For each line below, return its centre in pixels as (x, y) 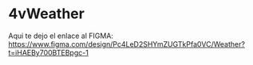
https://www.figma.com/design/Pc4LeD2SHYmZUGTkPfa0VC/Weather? (127, 44)
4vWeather (47, 14)
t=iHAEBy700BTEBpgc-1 (49, 52)
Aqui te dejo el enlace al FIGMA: (61, 36)
